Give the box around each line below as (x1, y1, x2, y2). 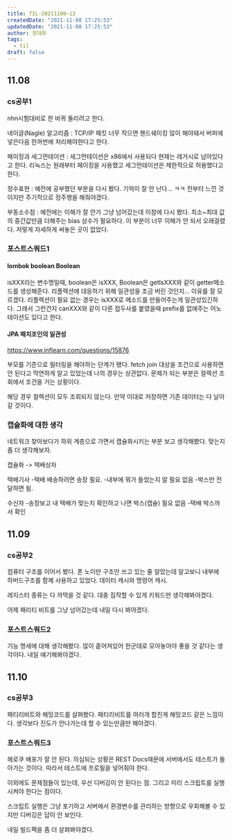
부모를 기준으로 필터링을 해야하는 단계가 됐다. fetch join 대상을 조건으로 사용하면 (7, 360, 224, 368)
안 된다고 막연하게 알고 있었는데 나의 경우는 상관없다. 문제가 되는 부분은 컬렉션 (7, 369, 218, 377)
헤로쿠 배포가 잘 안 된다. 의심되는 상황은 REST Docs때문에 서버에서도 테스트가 (7, 755, 218, 764)
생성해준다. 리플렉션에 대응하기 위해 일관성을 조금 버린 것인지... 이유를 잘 (19, 286, 216, 295)
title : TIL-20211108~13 (7, 10, 76, 17)
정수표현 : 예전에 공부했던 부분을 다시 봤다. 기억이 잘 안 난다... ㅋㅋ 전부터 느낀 (7, 184, 217, 192)
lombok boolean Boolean (7, 262, 80, 270)
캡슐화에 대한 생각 (7, 420, 64, 429)
